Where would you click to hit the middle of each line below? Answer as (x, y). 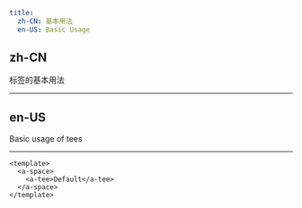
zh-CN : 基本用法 (45, 21)
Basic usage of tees (46, 139)
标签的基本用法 (37, 80)
